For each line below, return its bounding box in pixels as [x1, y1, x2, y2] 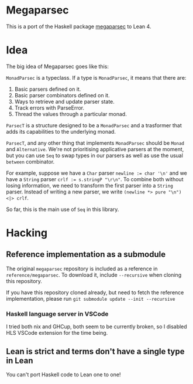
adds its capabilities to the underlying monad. [6, 128, 116, 135]
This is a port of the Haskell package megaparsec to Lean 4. [6, 23, 151, 30]
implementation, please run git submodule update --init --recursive [6, 295, 175, 302]
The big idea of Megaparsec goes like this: [6, 63, 109, 70]
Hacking [6, 226, 48, 240]
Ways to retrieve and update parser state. [14, 98, 115, 105]
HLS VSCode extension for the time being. [6, 329, 108, 337]
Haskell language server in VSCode [6, 310, 109, 318]
